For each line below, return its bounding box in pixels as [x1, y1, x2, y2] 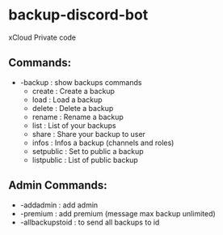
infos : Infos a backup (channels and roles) [32, 138, 175, 147]
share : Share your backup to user [32, 129, 145, 139]
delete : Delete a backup [32, 103, 114, 113]
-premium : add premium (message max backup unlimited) [19, 208, 216, 218]
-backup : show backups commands [19, 77, 142, 87]
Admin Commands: [8, 178, 107, 192]
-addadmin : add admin [19, 200, 99, 210]
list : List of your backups [32, 120, 116, 130]
